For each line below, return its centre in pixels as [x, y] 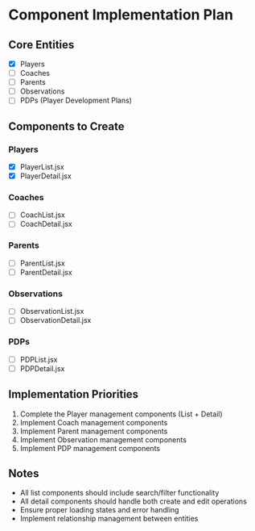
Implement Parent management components [94, 431]
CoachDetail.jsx [46, 224]
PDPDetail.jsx [42, 368]
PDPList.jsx [39, 359]
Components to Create [66, 126]
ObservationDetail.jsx [56, 320]
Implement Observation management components [103, 439]
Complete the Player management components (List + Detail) [121, 414]
